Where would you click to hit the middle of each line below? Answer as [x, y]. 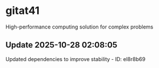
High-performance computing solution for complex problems [79, 27]
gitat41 [22, 11]
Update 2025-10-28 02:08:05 [62, 45]
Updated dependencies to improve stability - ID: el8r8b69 [75, 59]
